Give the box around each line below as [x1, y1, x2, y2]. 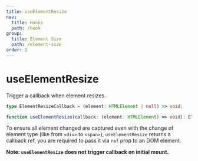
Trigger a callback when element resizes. [6, 92, 106, 99]
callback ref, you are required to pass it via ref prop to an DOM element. [6, 137, 181, 144]
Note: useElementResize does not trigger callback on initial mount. [6, 149, 169, 156]
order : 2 [6, 47, 28, 53]
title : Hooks [11, 19, 44, 25]
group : [6, 31, 22, 37]
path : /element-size [11, 42, 62, 48]
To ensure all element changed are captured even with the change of [6, 124, 174, 132]
